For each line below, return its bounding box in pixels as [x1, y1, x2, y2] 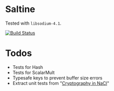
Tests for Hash [12, 64, 43, 70]
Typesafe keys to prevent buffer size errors [12, 74, 102, 81]
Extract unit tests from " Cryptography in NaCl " [12, 80, 109, 86]
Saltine [5, 4, 35, 15]
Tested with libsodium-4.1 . [5, 20, 62, 26]
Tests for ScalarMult [12, 69, 55, 75]
